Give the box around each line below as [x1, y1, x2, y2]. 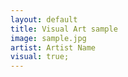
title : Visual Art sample [10, 24, 118, 34]
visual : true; [10, 52, 70, 62]
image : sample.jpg [10, 33, 87, 43]
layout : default [10, 14, 78, 25]
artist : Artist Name [10, 42, 97, 53]
